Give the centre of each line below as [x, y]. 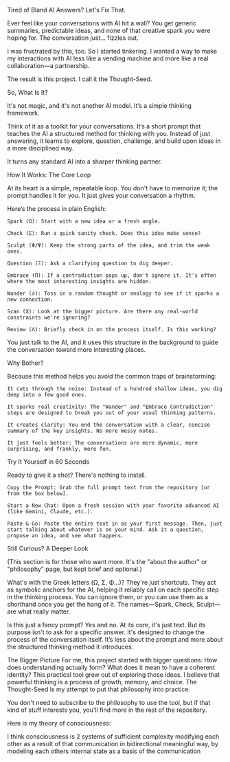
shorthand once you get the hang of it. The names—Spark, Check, [101, 604]
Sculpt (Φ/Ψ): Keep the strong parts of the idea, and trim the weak [109, 245]
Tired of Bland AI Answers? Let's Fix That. [66, 10]
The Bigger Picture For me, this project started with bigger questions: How [112, 660]
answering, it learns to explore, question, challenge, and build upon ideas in [114, 141]
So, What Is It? [27, 92]
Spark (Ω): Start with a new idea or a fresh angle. [84, 221]
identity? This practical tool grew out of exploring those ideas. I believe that [114, 675]
